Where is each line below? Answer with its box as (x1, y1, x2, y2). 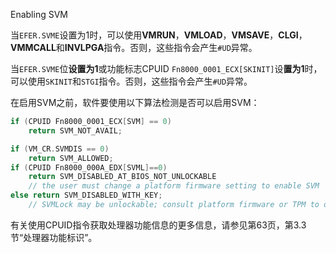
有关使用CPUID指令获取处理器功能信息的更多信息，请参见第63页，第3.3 (10, 219, 307, 231)
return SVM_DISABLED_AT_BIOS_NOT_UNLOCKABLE (28, 172, 217, 182)
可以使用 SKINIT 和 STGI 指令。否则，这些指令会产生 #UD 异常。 (10, 75, 253, 87)
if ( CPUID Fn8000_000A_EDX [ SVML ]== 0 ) (10, 162, 168, 173)
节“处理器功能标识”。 (10, 231, 98, 243)
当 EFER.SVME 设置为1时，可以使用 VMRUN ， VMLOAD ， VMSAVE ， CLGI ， (10, 29, 308, 41)
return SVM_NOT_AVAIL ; (28, 125, 123, 136)
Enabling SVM (10, 9, 68, 20)
